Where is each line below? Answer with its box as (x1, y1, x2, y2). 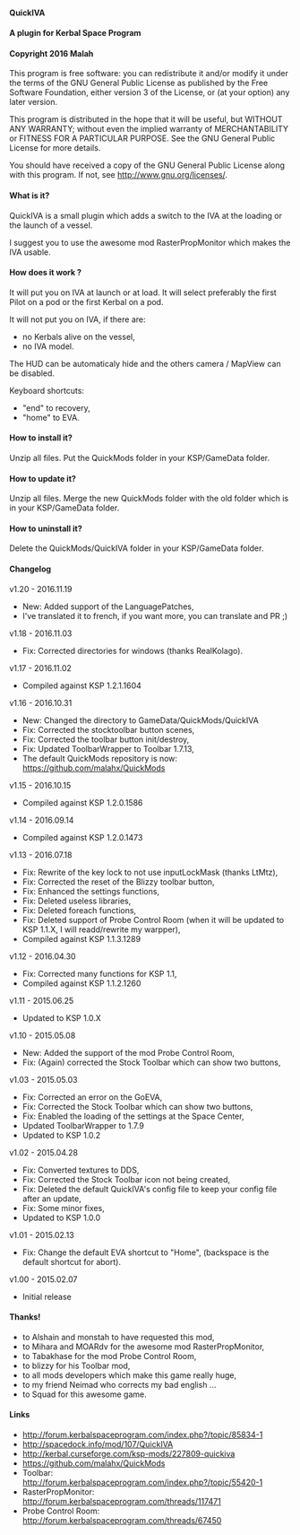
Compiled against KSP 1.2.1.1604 (21, 680, 141, 691)
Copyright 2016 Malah (9, 48, 94, 58)
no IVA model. (21, 341, 74, 352)
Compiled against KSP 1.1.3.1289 (21, 933, 141, 944)
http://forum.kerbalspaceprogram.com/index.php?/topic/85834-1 (21, 1429, 263, 1440)
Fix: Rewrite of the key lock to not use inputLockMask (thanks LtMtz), (21, 867, 279, 877)
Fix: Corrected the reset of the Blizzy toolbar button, (21, 876, 215, 887)
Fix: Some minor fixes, (21, 1202, 105, 1213)
